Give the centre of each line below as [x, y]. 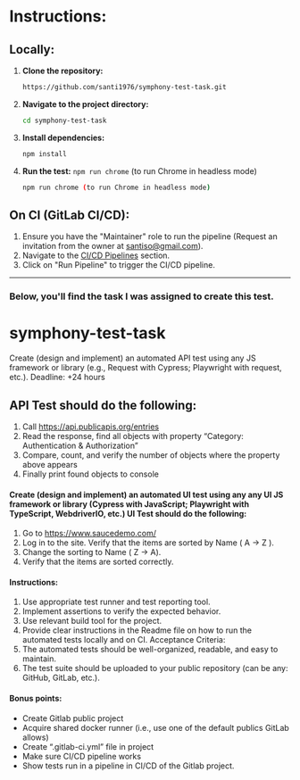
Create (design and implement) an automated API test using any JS [133, 358]
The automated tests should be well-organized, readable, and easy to [150, 650]
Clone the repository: [62, 71]
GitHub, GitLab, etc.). [61, 678]
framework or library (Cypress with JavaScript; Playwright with [129, 504]
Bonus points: [36, 698]
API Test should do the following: [103, 405]
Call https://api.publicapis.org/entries [91, 427]
